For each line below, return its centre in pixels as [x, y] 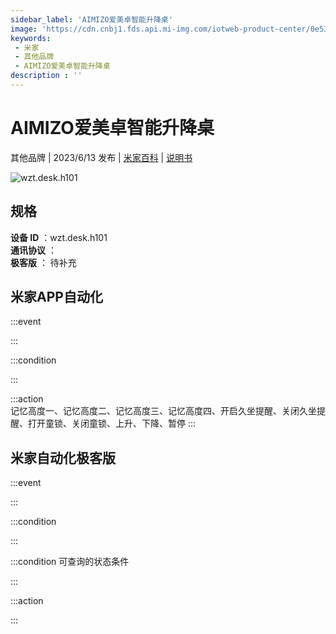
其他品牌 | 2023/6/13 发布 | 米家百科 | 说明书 [101, 157]
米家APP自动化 [56, 297]
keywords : [31, 38]
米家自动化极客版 [63, 457]
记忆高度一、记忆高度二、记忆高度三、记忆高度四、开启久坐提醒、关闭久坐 [163, 411]
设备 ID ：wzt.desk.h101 [59, 237]
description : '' [46, 76]
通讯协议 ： [33, 250]
